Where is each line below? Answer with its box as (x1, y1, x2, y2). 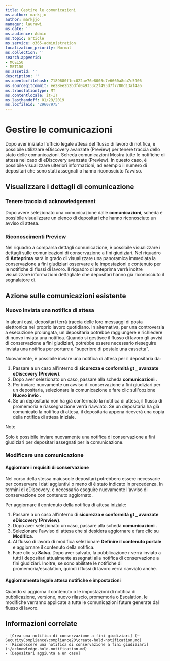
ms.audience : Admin (5, 31, 47, 36)
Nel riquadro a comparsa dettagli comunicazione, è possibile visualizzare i (5, 245, 161, 251)
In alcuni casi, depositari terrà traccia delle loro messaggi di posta (5, 319, 143, 325)
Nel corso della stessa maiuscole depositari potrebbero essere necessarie (5, 475, 160, 481)
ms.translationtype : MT (5, 88, 56, 93)
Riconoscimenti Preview (5, 233, 66, 240)
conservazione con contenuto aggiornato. (5, 492, 93, 498)
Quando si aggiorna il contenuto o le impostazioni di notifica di (5, 589, 136, 595)
